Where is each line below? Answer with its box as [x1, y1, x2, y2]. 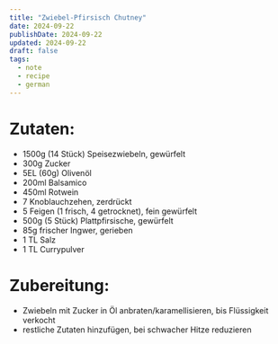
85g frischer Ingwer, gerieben [22, 225, 133, 235]
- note [17, 64, 42, 73]
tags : [9, 55, 30, 64]
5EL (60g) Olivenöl [22, 167, 92, 178]
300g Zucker [22, 158, 71, 169]
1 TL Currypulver [22, 243, 85, 254]
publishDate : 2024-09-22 [9, 30, 103, 39]
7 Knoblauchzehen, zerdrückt [22, 196, 132, 207]
